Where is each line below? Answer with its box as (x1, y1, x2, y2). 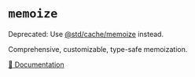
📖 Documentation (8, 60, 64, 69)
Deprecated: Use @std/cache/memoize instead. (8, 29, 164, 38)
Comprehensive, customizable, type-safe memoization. (8, 44, 188, 53)
